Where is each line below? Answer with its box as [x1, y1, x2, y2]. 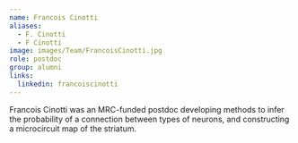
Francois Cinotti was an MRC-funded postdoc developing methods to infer [9, 104, 285, 114]
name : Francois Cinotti [9, 13, 99, 22]
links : [9, 71, 34, 80]
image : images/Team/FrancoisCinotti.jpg [9, 46, 163, 55]
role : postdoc [9, 55, 63, 63]
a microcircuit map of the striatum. [9, 122, 137, 134]
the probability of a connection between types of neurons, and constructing [9, 114, 290, 124]
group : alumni [9, 63, 63, 72]
